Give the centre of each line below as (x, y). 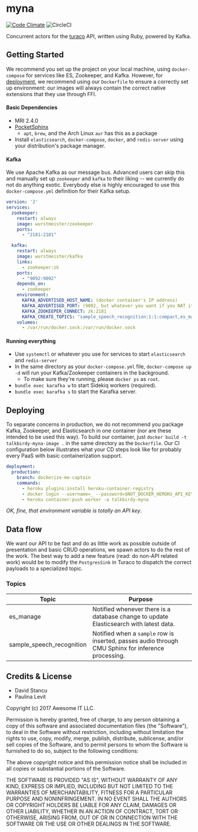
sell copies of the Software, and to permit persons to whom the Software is (97, 745)
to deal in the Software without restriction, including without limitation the (95, 732)
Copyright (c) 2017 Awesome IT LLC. (51, 708)
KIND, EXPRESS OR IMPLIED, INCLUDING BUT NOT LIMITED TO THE (90, 787)
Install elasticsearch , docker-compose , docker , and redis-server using (99, 139)
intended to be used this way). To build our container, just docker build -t (96, 437)
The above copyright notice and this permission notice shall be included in (96, 762)
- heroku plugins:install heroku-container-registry (88, 488)
